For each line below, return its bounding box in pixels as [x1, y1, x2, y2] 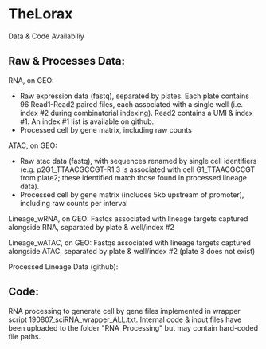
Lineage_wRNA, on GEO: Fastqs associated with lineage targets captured [8, 213, 248, 224]
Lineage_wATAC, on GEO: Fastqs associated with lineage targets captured [8, 237, 251, 248]
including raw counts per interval [19, 198, 128, 208]
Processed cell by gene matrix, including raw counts [19, 125, 193, 134]
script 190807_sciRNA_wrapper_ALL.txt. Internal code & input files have [8, 315, 242, 324]
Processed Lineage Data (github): [8, 261, 119, 272]
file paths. [8, 331, 41, 341]
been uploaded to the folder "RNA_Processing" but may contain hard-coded [8, 323, 259, 332]
